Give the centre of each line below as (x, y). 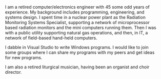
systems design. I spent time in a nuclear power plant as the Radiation (75, 17)
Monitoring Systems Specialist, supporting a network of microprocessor (77, 22)
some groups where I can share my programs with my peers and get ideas (80, 52)
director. (13, 72)
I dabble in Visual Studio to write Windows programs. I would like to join (77, 47)
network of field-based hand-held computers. (51, 38)
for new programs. (24, 57)
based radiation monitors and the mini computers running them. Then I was (81, 28)
